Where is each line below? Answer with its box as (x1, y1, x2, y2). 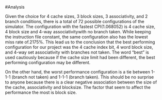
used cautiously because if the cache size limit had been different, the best (5, 55, 155, 60)
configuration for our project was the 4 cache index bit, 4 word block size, (5, 44, 153, 50)
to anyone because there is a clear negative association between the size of (5, 79, 157, 85)
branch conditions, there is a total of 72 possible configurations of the (5, 19, 145, 24)
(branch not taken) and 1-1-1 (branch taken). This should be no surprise (11, 74, 154, 80)
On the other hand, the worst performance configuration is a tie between (5, 69, 150, 74)
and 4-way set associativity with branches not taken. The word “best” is (5, 49, 149, 55)
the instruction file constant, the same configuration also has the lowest (5, 34, 148, 40)
